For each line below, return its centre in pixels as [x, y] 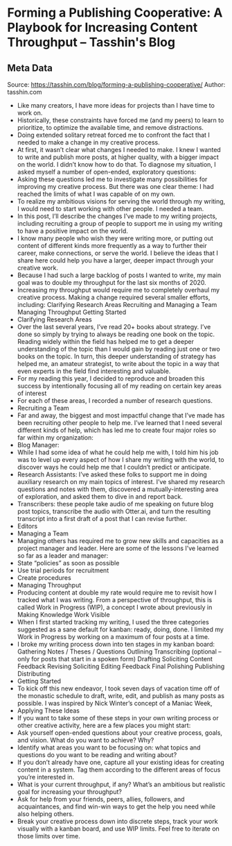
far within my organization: [55, 438]
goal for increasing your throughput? [70, 792]
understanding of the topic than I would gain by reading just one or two [118, 349]
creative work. [38, 268]
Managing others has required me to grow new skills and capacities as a [120, 541]
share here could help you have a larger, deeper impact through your [115, 260]
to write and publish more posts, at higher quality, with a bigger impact [118, 157]
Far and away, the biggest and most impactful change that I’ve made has [121, 415]
